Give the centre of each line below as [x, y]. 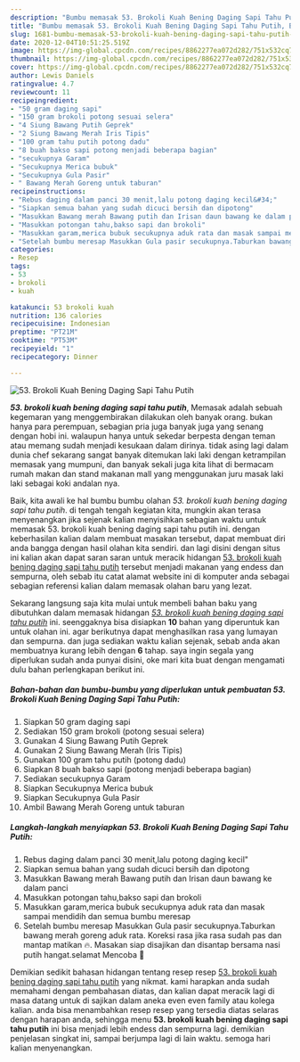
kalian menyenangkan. [51, 1048]
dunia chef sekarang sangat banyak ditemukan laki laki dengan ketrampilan [148, 455]
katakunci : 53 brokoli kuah [62, 307]
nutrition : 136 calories [56, 316]
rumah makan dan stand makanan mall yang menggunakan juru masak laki [147, 473]
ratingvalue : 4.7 [42, 84]
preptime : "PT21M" [44, 332]
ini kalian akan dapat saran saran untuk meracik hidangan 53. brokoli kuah [146, 557]
